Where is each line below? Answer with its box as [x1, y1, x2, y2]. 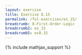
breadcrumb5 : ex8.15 [5, 30, 48, 35]
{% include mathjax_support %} [5, 44, 71, 50]
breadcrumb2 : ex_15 [5, 26, 46, 31]
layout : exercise [5, 7, 41, 12]
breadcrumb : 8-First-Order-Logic [5, 21, 75, 26]
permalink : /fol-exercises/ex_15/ [5, 16, 77, 21]
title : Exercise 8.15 [5, 12, 50, 17]
